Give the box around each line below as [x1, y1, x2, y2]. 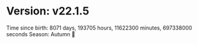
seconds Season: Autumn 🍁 [6, 30, 76, 37]
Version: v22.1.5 [6, 4, 90, 18]
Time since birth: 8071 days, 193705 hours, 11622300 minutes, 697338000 [6, 24, 193, 31]
